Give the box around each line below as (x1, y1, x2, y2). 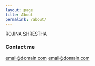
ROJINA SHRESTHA (5, 31, 47, 37)
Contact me (5, 44, 35, 51)
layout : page (5, 7, 33, 13)
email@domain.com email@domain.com (5, 55, 90, 61)
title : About (5, 12, 33, 17)
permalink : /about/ (5, 17, 47, 22)
